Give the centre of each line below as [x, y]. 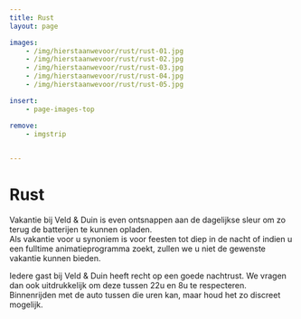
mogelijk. [26, 305]
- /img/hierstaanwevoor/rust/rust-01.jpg [104, 51]
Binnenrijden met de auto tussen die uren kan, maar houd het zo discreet [145, 296]
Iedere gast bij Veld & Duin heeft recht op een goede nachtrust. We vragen [148, 276]
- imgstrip [46, 134]
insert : [24, 100]
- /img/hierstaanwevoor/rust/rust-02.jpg [104, 60]
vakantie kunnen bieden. [55, 258]
